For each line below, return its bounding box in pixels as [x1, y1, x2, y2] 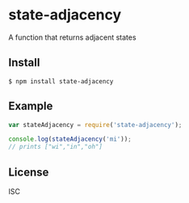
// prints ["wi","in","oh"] [8, 143, 103, 151]
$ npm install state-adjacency [8, 77, 114, 86]
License [8, 165, 49, 179]
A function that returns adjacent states [8, 32, 136, 42]
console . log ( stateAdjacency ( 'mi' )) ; [8, 135, 132, 143]
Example [8, 99, 53, 113]
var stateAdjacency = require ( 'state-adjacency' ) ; [8, 121, 183, 129]
